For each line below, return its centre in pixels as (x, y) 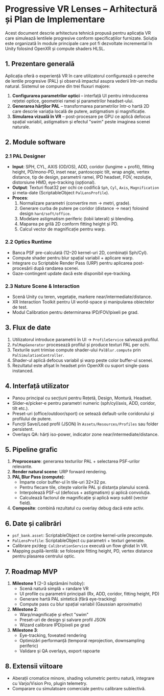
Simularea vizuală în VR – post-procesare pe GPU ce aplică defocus (81, 116)
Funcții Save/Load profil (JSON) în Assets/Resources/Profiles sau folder (85, 424)
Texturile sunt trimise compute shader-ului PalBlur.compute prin (76, 350)
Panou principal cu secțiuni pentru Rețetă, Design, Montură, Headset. (82, 398)
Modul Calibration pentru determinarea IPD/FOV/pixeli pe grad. (75, 312)
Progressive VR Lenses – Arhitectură (81, 9)
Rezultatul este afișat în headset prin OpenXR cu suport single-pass (81, 365)
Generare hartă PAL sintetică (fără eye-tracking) (68, 599)
